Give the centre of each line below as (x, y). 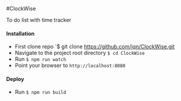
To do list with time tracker (39, 20)
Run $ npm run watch (40, 59)
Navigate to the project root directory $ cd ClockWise (79, 53)
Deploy (15, 79)
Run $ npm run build (40, 92)
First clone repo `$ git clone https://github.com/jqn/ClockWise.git (95, 47)
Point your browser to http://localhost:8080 (70, 66)
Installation (20, 33)
